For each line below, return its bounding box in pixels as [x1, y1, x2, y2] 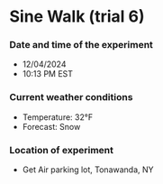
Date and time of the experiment [9, 39, 153, 51]
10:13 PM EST [22, 69, 74, 79]
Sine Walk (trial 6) [9, 6, 145, 27]
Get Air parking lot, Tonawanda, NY [22, 164, 155, 175]
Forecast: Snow [22, 121, 81, 132]
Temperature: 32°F [22, 111, 93, 123]
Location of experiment [9, 143, 114, 156]
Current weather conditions [9, 91, 133, 104]
